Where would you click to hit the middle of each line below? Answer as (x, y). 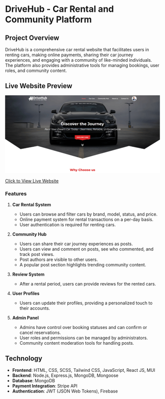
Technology (24, 358)
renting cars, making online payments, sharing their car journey (69, 55)
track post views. (37, 254)
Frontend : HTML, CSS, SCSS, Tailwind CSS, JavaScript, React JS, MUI (84, 370)
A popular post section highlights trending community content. (83, 264)
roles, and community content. (36, 71)
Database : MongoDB (34, 381)
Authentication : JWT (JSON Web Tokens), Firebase (65, 391)
